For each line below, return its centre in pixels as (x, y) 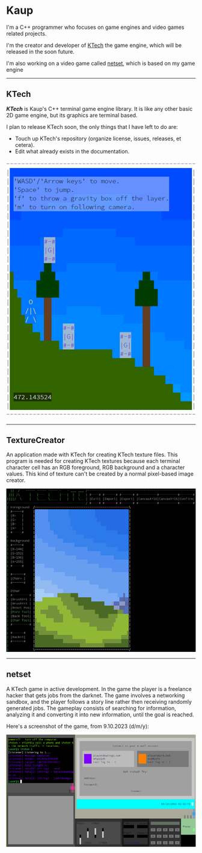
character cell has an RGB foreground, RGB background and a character (96, 468)
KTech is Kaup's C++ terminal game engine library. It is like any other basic (99, 108)
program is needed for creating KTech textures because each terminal (93, 461)
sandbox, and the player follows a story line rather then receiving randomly (99, 701)
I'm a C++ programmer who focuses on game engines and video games (95, 27)
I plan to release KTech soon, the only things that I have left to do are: (92, 126)
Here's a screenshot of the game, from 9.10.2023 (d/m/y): (78, 726)
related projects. (26, 33)
